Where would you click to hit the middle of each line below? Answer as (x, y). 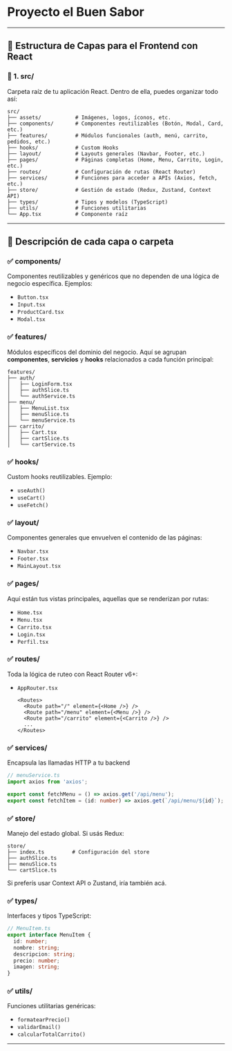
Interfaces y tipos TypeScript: (49, 916)
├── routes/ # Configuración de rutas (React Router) (101, 172)
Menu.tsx (30, 620)
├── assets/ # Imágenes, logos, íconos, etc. (89, 117)
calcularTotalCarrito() (51, 1035)
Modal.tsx (31, 320)
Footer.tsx (33, 559)
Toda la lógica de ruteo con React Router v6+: (72, 674)
